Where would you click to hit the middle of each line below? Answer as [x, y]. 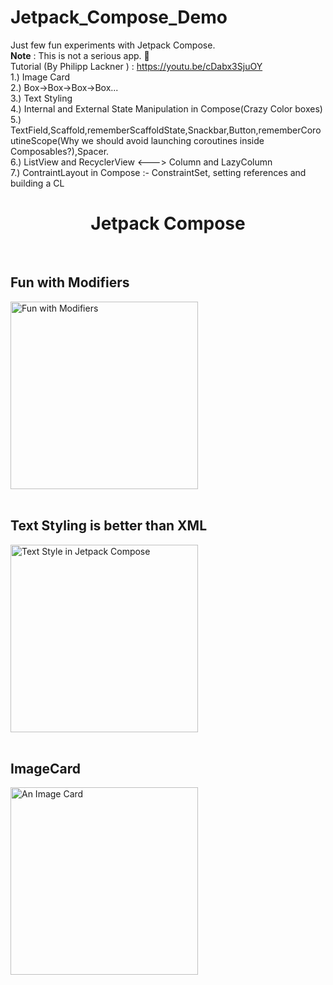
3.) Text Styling [41, 98]
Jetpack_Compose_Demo [119, 17]
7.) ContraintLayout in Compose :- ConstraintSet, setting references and [158, 172]
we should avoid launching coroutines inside [173, 140]
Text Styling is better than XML [109, 526]
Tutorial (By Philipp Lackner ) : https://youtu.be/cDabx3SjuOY [136, 66]
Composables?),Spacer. [60, 151]
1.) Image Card [40, 77]
